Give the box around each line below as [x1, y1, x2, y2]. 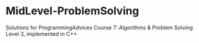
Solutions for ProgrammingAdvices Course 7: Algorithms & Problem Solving [5, 24, 194, 31]
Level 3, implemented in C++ [5, 30, 78, 37]
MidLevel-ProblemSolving [5, 4, 139, 18]
